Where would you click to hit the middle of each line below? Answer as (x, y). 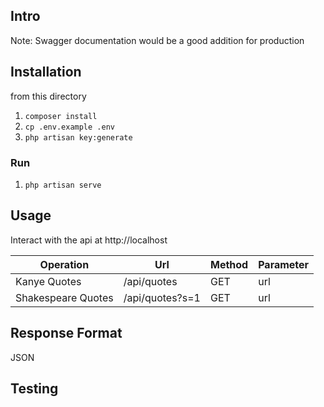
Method (229, 264)
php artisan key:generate (78, 137)
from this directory (48, 96)
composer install (61, 116)
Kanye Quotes (48, 281)
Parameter (284, 264)
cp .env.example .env (69, 127)
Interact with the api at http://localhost (89, 240)
